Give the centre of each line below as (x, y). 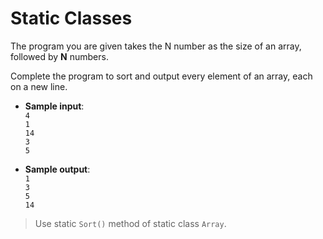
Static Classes (71, 18)
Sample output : (57, 169)
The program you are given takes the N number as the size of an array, (156, 46)
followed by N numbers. (59, 56)
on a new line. (39, 86)
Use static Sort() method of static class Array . (130, 223)
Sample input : (54, 106)
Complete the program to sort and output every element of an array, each (161, 76)
